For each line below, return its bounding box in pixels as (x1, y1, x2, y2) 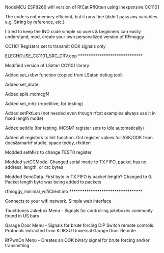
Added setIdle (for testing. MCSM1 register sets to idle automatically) (5, 125, 144, 131)
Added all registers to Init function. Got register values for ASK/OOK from (5, 135, 153, 140)
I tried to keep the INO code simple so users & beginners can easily (5, 29, 141, 34)
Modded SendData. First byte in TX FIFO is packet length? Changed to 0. (5, 174, 152, 180)
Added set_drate (5, 81, 39, 87)
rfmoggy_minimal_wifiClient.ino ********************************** (5, 188, 143, 194)
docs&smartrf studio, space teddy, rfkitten (5, 140, 91, 145)
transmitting (5, 243, 29, 248)
